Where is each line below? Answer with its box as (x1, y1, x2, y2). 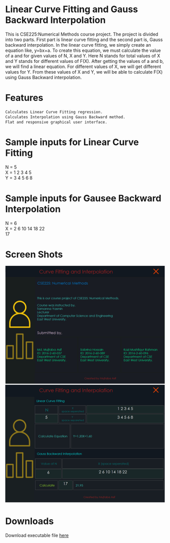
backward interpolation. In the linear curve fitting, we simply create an (5, 42, 151, 48)
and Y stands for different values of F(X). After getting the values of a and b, (5, 58, 164, 64)
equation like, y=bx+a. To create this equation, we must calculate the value (5, 47, 161, 53)
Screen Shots (5, 249, 63, 260)
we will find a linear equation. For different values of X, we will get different (5, 63, 161, 70)
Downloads (5, 516, 54, 527)
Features (5, 92, 44, 104)
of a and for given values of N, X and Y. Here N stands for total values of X (5, 52, 160, 59)
